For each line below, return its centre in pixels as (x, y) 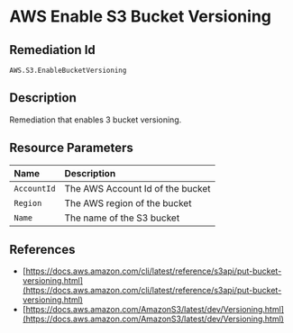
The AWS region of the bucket (128, 202)
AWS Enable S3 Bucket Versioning (141, 17)
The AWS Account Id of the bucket (137, 188)
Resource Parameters (71, 148)
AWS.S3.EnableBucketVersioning (68, 70)
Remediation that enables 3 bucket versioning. (96, 120)
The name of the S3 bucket (122, 218)
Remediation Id (53, 50)
